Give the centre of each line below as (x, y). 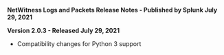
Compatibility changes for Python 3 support (79, 44)
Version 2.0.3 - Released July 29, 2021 (64, 31)
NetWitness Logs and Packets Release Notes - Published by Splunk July (112, 10)
